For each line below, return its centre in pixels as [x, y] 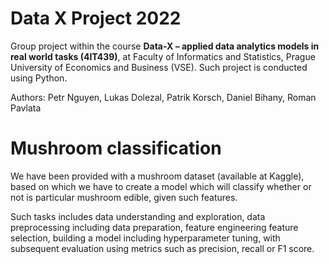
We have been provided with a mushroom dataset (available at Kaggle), [157, 176]
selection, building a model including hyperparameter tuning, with [145, 238]
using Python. [39, 78]
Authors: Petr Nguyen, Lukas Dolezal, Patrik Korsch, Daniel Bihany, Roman [163, 97]
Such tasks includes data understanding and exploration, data [138, 216]
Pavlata [26, 108]
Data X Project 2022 [96, 18]
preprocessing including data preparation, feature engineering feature [154, 227]
